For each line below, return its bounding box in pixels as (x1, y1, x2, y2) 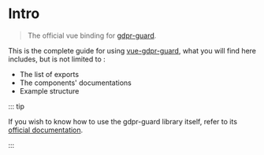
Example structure (19, 86, 80, 95)
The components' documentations (19, 78, 132, 87)
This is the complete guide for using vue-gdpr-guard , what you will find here (8, 46, 257, 55)
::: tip (8, 101, 25, 111)
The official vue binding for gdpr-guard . (27, 31, 157, 40)
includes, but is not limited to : (8, 54, 106, 64)
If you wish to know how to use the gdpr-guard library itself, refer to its (8, 116, 238, 126)
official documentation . (8, 125, 84, 135)
